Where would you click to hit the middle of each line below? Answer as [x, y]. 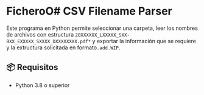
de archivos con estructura [40, 34]
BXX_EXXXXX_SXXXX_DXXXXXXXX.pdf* [49, 41]
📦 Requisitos [32, 67]
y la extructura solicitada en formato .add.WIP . [63, 47]
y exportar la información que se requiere [144, 41]
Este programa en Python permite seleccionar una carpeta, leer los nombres [102, 28]
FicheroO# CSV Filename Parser [89, 11]
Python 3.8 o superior [42, 85]
